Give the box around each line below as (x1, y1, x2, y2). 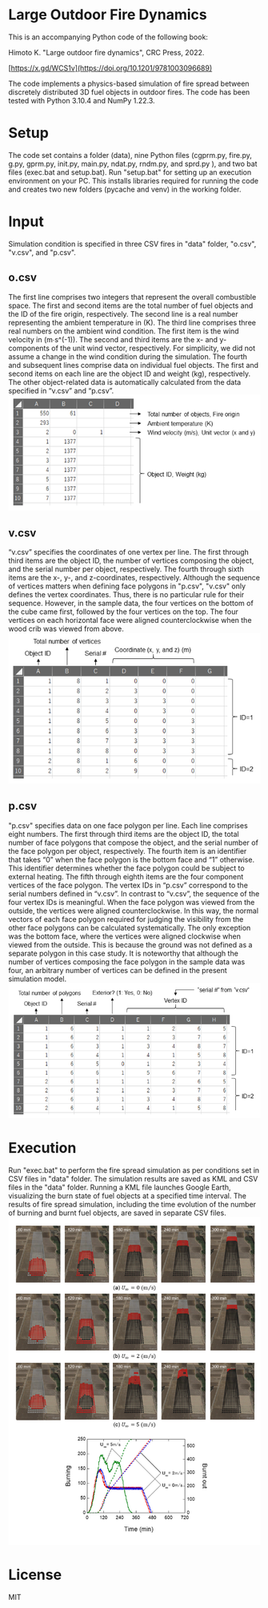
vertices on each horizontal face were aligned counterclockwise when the (8, 616, 252, 625)
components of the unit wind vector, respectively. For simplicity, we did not (8, 343, 256, 353)
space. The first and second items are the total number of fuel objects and (8, 301, 254, 310)
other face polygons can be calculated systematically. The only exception (8, 923, 251, 932)
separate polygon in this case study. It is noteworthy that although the (8, 948, 238, 958)
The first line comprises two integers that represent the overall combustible (8, 292, 257, 301)
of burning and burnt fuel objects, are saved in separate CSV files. (8, 1208, 226, 1218)
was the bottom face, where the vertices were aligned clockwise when (8, 931, 242, 941)
